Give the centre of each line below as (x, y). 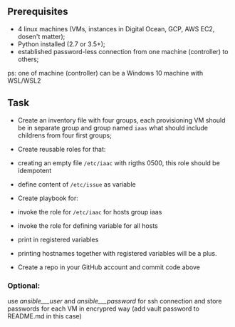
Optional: (24, 286)
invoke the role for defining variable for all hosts (88, 225)
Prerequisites (38, 12)
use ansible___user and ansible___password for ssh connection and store (115, 301)
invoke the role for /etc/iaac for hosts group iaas (90, 212)
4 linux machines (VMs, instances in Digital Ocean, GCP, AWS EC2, (116, 28)
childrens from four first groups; (64, 135)
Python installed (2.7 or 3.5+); (61, 44)
